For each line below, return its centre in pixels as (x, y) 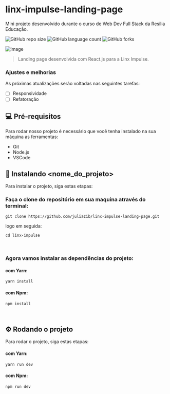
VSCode (22, 158)
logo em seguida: (24, 226)
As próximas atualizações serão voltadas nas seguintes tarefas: (73, 84)
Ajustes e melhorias (31, 72)
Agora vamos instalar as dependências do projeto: (69, 258)
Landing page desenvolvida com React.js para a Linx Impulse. (83, 59)
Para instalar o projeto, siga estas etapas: (49, 186)
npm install (18, 304)
